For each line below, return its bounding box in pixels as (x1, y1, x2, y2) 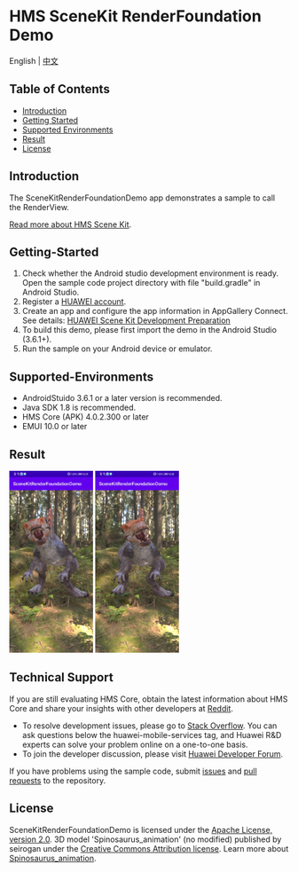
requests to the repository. (9, 774, 106, 786)
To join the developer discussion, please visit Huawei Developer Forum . (21, 748, 284, 759)
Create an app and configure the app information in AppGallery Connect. (21, 306, 288, 317)
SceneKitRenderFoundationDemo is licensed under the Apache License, (9, 824, 273, 835)
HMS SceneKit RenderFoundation (9, 6, 262, 27)
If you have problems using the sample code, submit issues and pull (9, 766, 257, 776)
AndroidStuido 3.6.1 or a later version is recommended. (21, 393, 223, 404)
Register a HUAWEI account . (21, 296, 127, 307)
